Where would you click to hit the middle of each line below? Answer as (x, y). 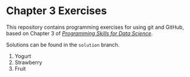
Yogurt (23, 56)
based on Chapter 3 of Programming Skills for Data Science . (79, 33)
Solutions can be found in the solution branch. (63, 45)
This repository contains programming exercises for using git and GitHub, (95, 27)
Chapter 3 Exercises (56, 11)
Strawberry (28, 62)
